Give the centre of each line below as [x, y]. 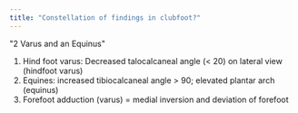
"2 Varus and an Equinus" [58, 43]
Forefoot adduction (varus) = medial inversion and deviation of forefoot [155, 99]
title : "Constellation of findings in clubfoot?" [105, 18]
